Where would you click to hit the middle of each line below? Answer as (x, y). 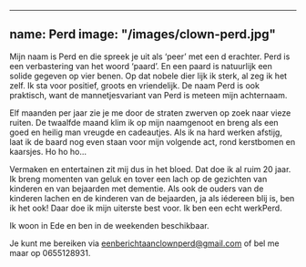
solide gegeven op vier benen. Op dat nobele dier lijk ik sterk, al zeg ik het (148, 76)
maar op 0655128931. (50, 252)
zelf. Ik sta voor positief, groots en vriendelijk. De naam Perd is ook (134, 85)
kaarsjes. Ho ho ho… (48, 151)
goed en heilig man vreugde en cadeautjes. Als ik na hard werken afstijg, (146, 132)
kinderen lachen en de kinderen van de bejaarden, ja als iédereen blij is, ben (152, 198)
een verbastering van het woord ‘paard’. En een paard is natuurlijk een (141, 66)
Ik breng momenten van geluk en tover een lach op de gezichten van (138, 179)
